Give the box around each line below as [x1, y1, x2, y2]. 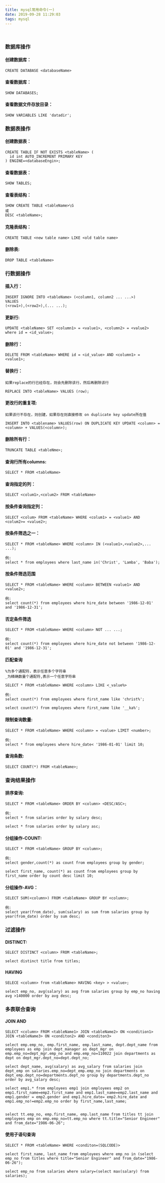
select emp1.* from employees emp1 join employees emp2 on [5, 1086, 129, 1091]
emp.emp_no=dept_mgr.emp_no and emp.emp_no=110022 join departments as [5, 1051, 156, 1056]
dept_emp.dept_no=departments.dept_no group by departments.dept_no [5, 1073, 149, 1078]
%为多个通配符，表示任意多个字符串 [5, 669, 67, 674]
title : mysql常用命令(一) [5, 7, 55, 12]
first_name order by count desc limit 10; [5, 873, 94, 879]
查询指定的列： [5, 481, 36, 487]
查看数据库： [5, 79, 31, 85]
